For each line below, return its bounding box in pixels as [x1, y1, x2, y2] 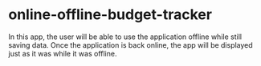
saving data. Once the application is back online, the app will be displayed [8, 40, 253, 49]
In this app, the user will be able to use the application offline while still [8, 32, 243, 41]
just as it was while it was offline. [8, 49, 117, 58]
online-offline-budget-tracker [8, 6, 213, 24]
